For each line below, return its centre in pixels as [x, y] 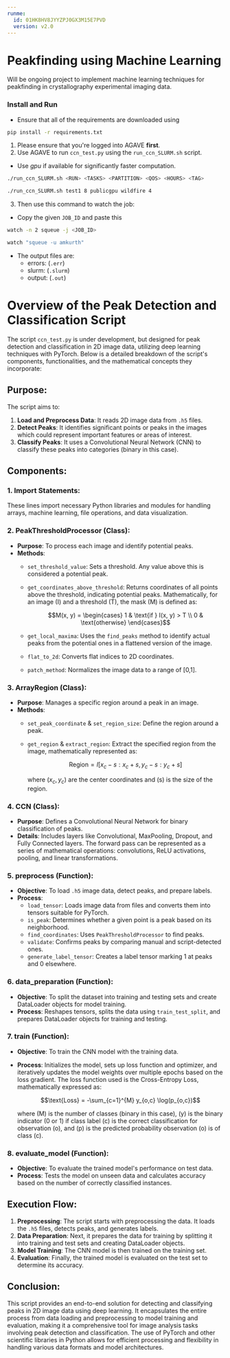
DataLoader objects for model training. [72, 1004]
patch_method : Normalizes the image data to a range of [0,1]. [112, 669]
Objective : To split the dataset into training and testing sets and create [117, 996]
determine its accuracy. [50, 1265]
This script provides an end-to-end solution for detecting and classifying [110, 1303]
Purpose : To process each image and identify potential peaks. [105, 545]
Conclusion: [34, 1287]
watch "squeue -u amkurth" [46, 243]
